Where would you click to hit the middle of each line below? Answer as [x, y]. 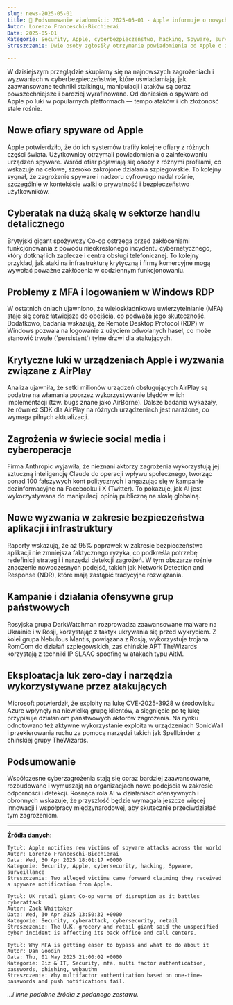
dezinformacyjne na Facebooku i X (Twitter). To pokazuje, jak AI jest [104, 489]
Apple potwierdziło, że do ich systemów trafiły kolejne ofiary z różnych [109, 147]
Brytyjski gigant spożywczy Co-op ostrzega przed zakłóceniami [98, 241]
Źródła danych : [29, 835]
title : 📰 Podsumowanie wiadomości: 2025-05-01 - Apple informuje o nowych [118, 20]
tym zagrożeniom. [33, 816]
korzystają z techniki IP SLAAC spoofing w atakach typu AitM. [96, 654]
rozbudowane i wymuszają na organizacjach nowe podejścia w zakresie [110, 786]
